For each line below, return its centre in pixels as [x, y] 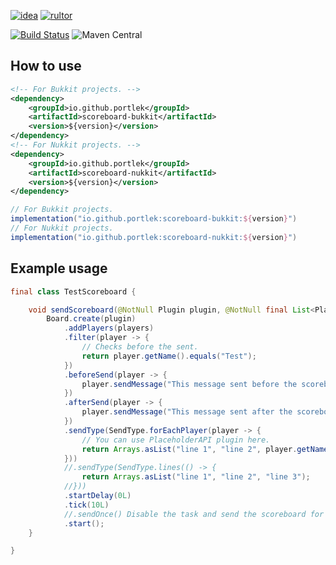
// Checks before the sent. [140, 347]
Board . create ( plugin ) [91, 319]
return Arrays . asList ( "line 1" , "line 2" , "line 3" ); [196, 477]
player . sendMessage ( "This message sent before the [189, 384]
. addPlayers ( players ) [109, 328]
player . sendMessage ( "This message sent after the [187, 412]
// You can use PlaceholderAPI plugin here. [176, 440]
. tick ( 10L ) [86, 505]
